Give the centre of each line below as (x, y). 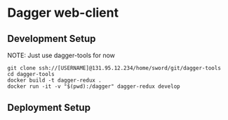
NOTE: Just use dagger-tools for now (61, 55)
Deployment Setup (49, 108)
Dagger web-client (63, 13)
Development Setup (52, 39)
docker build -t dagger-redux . (54, 80)
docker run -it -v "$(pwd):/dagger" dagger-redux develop (94, 87)
